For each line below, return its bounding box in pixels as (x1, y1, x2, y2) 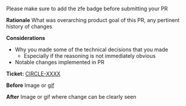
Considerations (6, 35, 46, 41)
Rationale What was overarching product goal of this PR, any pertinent (6, 17, 180, 23)
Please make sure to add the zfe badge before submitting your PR (6, 5, 168, 12)
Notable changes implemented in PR (14, 59, 104, 66)
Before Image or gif (6, 82, 55, 89)
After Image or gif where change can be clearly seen (6, 93, 137, 100)
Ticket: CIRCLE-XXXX (6, 70, 61, 77)
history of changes (6, 23, 52, 30)
